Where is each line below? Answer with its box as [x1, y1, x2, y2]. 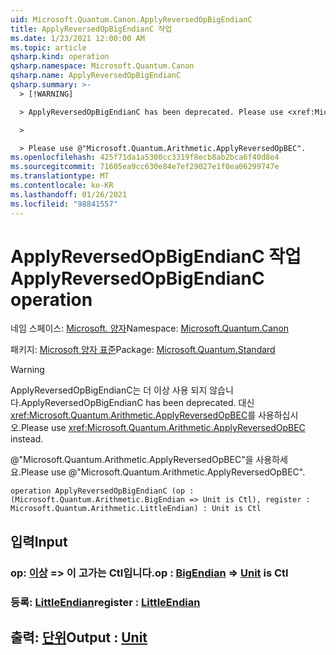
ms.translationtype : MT [10, 171, 110, 181]
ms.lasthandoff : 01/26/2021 [10, 189, 128, 200]
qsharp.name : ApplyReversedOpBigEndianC [10, 71, 182, 81]
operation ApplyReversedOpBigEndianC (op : [10, 486, 195, 496]
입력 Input [10, 533, 68, 550]
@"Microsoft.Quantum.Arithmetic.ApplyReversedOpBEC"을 [10, 454, 254, 466]
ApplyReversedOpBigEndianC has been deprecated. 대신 [20, 397, 255, 409]
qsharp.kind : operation [10, 52, 110, 62]
